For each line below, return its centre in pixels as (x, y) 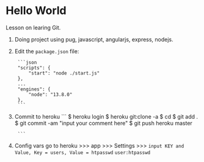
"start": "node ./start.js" (64, 73)
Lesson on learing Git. (33, 28)
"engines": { (34, 89)
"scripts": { (34, 68)
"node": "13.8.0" (50, 94)
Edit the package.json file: (47, 51)
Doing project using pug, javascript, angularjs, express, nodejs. (94, 39)
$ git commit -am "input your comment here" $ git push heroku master (104, 123)
